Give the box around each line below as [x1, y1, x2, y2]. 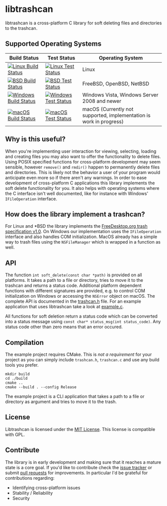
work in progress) [82, 118, 124, 125]
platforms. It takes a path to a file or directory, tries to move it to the [5, 277, 143, 283]
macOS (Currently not [82, 105, 134, 112]
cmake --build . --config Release [5, 385, 77, 390]
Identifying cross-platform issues [12, 485, 81, 491]
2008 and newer [82, 97, 122, 104]
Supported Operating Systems [5, 40, 102, 48]
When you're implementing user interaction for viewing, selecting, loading [5, 148, 157, 154]
